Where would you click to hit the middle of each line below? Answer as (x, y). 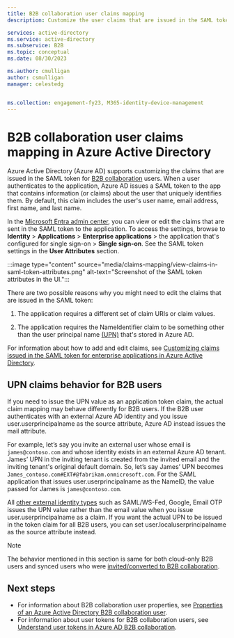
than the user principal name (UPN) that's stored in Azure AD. (106, 335)
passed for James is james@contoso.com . (64, 489)
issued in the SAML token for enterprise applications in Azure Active (105, 356)
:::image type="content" (42, 264)
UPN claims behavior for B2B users (85, 384)
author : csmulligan (36, 77)
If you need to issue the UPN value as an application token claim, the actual (115, 401)
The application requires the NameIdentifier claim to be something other (121, 327)
